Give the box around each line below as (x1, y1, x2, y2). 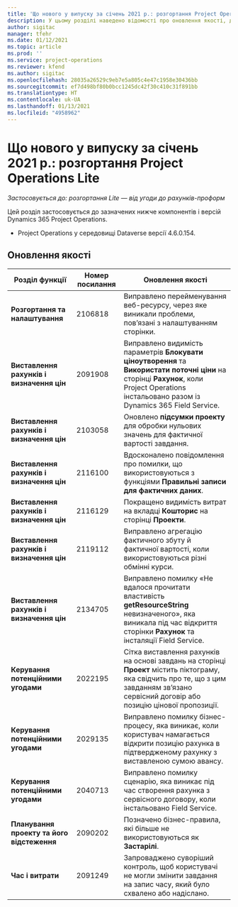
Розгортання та (11, 304, 66, 314)
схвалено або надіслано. (123, 888, 210, 898)
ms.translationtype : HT (7, 89, 78, 97)
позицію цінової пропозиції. (123, 700, 220, 710)
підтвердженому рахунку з (123, 747, 217, 757)
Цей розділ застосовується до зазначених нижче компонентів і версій (7, 207, 222, 216)
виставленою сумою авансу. (123, 756, 224, 766)
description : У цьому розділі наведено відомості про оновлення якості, (7, 17, 227, 24)
